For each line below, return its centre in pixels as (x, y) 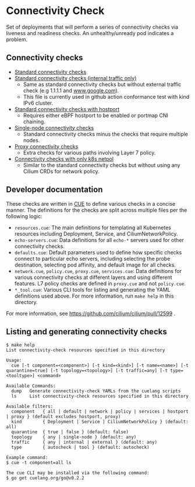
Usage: (14, 361)
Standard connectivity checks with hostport (67, 109)
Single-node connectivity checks (54, 127)
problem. (17, 39)
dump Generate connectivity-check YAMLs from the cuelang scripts (96, 391)
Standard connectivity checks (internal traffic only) (75, 78)
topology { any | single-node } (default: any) (74, 437)
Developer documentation (54, 190)
